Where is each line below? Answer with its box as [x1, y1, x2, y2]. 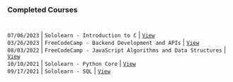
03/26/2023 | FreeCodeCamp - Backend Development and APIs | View [7, 39, 200, 47]
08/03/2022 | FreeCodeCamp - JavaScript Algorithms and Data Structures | [7, 46, 227, 54]
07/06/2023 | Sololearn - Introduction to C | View [7, 31, 155, 39]
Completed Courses [7, 5, 78, 15]
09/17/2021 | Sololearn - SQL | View [7, 67, 111, 75]
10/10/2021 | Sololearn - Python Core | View [7, 60, 136, 68]
